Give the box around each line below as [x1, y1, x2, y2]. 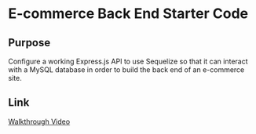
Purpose [8, 36, 51, 49]
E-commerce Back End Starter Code [8, 5, 249, 23]
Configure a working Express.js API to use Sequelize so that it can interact [8, 56, 249, 66]
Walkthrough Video [8, 117, 71, 126]
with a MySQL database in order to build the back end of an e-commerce [8, 65, 245, 74]
